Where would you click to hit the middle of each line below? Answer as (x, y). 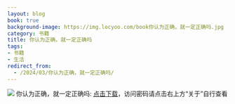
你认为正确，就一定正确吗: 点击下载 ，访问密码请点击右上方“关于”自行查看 (122, 93)
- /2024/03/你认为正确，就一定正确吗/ (64, 72)
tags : (15, 46)
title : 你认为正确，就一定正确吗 (50, 40)
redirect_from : (29, 66)
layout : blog (26, 14)
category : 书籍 (28, 33)
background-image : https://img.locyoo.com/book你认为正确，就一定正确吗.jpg (116, 27)
